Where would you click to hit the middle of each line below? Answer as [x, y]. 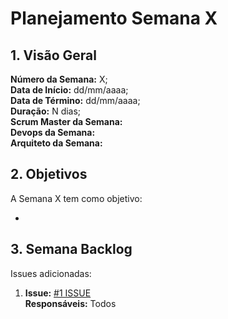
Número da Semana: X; [59, 79]
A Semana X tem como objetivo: [76, 198]
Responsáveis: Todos [70, 303]
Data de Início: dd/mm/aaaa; [69, 90]
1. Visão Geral [53, 55]
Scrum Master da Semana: [66, 121]
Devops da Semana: [53, 132]
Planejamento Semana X [114, 18]
